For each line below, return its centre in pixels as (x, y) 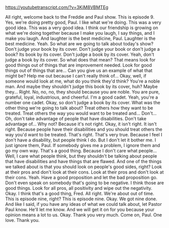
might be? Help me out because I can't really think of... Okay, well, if (76, 76)
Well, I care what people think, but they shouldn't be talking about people (81, 156)
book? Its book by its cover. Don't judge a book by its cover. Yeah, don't (80, 54)
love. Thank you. (22, 220)
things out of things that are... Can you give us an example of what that (79, 70)
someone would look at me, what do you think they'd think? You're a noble (83, 81)
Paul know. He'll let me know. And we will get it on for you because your (80, 209)
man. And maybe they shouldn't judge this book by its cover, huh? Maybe (81, 87)
